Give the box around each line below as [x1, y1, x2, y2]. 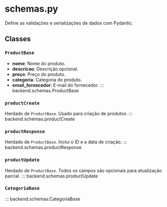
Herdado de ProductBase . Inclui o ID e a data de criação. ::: [5, 139, 128, 145]
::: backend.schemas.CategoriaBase [5, 196, 80, 202]
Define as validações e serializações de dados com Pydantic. [5, 20, 133, 26]
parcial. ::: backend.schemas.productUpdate [5, 173, 98, 179]
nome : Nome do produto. [12, 60, 66, 66]
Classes [5, 35, 31, 43]
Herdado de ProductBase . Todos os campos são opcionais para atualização [5, 167, 162, 173]
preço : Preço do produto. [12, 71, 66, 77]
